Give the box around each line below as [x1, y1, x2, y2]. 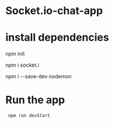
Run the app [5, 94, 65, 106]
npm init [5, 50, 25, 57]
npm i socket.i [5, 61, 39, 68]
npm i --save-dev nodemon [5, 73, 72, 80]
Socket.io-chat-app [5, 4, 103, 18]
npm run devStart [8, 113, 50, 119]
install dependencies [5, 31, 109, 44]
